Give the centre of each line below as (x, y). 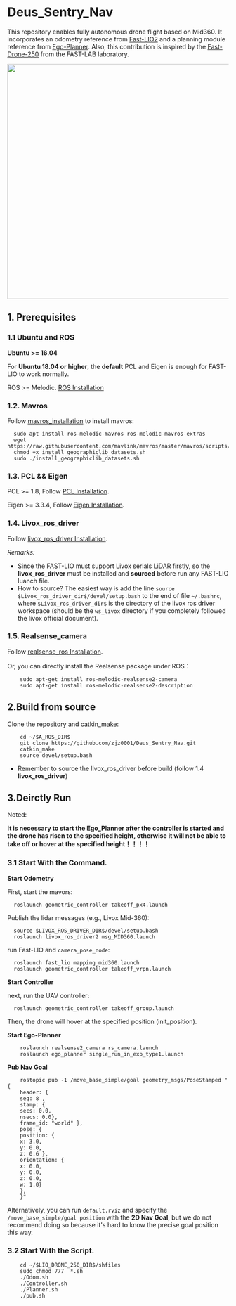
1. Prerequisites (42, 317)
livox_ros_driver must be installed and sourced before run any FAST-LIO (123, 573)
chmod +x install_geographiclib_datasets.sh (80, 452)
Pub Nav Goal (27, 1067)
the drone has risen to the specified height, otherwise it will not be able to (117, 836)
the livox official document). (58, 618)
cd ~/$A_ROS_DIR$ (45, 737)
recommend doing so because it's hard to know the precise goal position (113, 1224)
